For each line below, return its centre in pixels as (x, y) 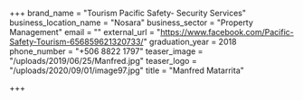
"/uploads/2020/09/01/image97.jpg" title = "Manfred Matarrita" (127, 70)
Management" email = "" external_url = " (85, 32)
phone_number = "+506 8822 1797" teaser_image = (106, 51)
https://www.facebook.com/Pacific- (227, 32)
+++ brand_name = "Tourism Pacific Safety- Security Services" (128, 13)
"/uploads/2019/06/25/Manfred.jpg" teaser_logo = (103, 61)
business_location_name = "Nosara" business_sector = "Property (131, 23)
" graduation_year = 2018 (190, 41)
